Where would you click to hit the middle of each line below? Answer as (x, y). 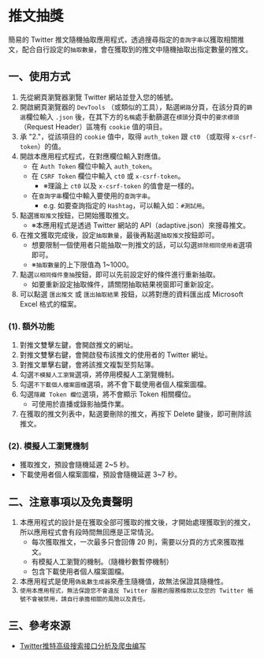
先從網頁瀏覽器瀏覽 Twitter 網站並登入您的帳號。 (99, 97)
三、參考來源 (39, 625)
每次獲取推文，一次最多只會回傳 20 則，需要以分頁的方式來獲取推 (138, 542)
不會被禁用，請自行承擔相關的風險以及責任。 (87, 600)
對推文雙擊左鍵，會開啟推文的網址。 (78, 345)
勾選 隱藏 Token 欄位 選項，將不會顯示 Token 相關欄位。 (107, 394)
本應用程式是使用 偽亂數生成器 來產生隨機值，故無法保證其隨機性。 (124, 582)
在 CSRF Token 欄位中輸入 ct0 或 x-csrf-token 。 (108, 176)
